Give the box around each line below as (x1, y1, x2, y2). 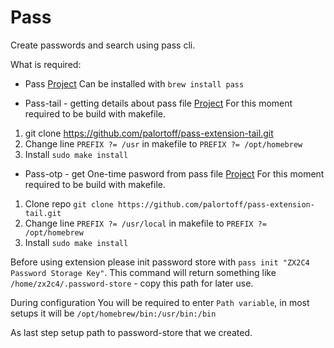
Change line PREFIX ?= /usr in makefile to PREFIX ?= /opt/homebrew (24, 137, 303, 150)
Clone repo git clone (24, 197, 114, 210)
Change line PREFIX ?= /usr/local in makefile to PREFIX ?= (24, 217, 267, 229)
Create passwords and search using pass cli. (10, 39, 196, 51)
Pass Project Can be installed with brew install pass (24, 77, 245, 90)
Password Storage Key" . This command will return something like (10, 266, 277, 278)
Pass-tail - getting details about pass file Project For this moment (24, 97, 293, 109)
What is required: (10, 58, 82, 70)
